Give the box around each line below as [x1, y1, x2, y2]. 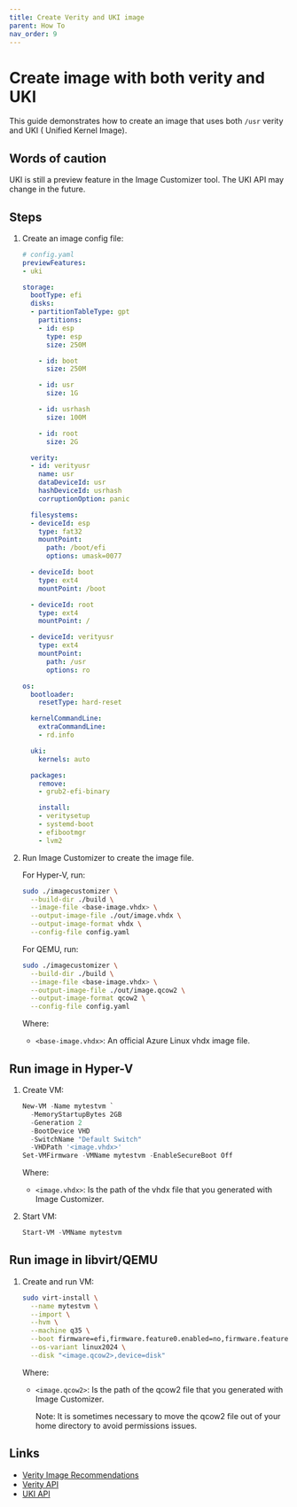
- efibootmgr [38, 828, 87, 837]
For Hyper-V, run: [21, 870, 86, 880]
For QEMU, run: [21, 943, 79, 954]
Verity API [21, 1479, 59, 1489]
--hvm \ [30, 1318, 59, 1327]
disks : [30, 299, 55, 308]
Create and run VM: [21, 1276, 95, 1286]
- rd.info [38, 730, 74, 740]
